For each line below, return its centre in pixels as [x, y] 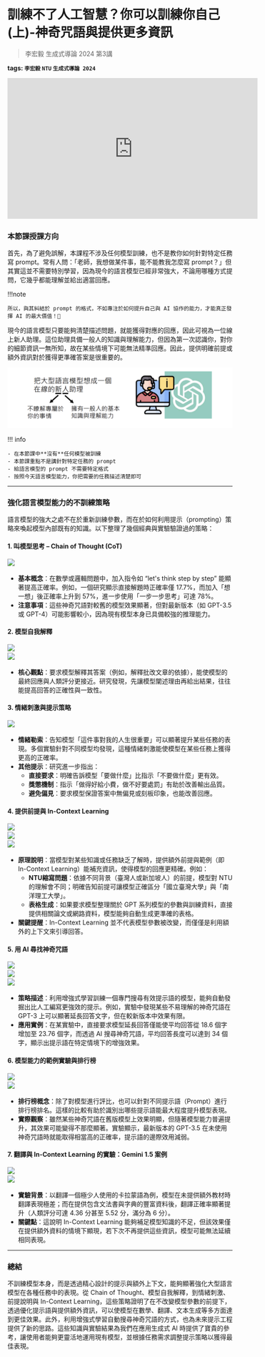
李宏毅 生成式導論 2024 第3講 [69, 54]
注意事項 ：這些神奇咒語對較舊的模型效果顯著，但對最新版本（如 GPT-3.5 [125, 605]
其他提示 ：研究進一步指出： [59, 766]
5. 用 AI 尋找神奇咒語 [37, 949]
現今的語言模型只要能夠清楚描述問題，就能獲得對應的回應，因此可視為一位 [117, 330]
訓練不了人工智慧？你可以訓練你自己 [114, 15]
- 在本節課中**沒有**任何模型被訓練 [54, 454]
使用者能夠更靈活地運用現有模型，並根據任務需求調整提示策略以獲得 [126, 1337]
